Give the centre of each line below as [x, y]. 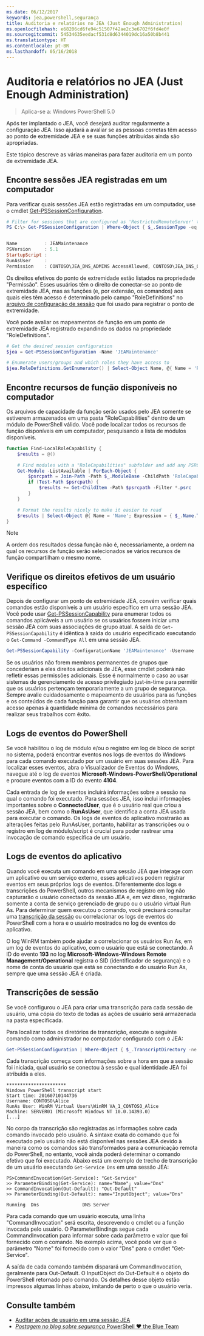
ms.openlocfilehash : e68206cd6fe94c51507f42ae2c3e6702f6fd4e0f [88, 29]
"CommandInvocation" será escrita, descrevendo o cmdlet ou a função [95, 1223]
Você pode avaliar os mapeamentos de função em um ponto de [86, 322]
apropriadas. [22, 142]
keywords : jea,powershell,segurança [53, 18]
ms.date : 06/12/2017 [32, 12]
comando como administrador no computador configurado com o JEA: [95, 1039]
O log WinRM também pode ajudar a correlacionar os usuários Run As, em [99, 941]
